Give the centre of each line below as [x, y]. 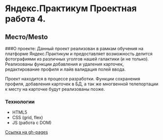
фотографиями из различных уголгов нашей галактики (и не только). [77, 59]
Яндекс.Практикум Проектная [71, 9]
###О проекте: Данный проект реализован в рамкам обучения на [74, 49]
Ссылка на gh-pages [27, 132]
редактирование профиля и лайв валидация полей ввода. [65, 69]
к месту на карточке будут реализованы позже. [55, 89]
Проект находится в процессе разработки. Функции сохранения [73, 79]
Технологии [20, 101]
